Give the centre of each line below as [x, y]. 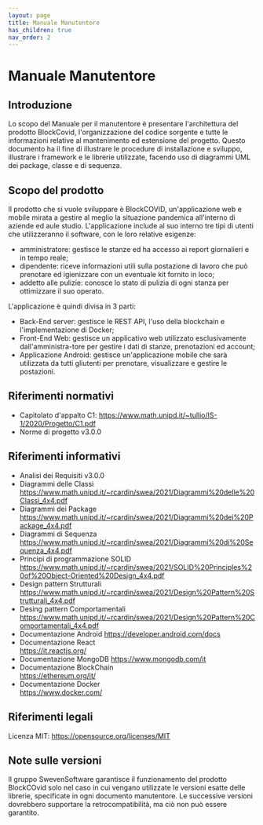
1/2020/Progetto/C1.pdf [58, 423]
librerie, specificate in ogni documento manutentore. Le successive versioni [131, 796]
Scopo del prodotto [56, 190]
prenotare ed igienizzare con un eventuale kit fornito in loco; [117, 275]
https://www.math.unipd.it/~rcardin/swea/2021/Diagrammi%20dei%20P [136, 517]
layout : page [29, 15]
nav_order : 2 [29, 37]
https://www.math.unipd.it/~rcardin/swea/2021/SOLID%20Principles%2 [136, 567]
